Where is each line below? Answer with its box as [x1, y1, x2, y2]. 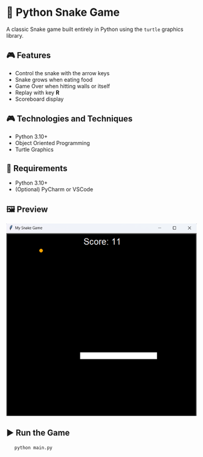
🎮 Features [6, 50, 51, 61]
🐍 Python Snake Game [6, 5, 120, 19]
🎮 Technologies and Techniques [6, 113, 133, 124]
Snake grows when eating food [14, 76, 93, 83]
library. [6, 32, 24, 39]
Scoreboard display [14, 95, 64, 103]
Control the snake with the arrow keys [14, 69, 110, 76]
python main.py [14, 444, 53, 451]
